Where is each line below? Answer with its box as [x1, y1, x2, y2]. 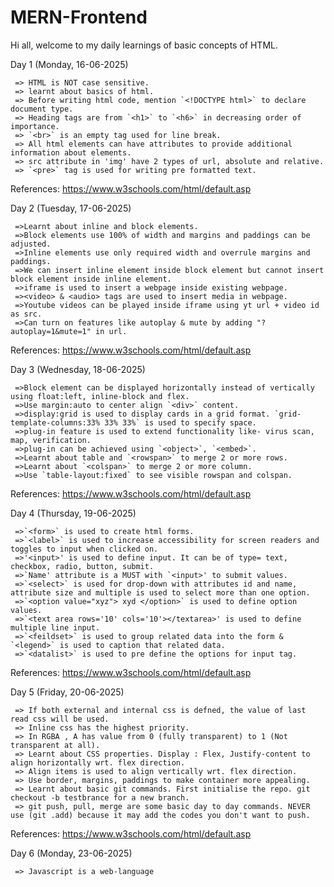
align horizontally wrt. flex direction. [10, 757, 186, 768]
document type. [10, 104, 74, 114]
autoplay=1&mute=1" [10, 326, 92, 336]
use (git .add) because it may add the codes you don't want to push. [10, 810, 311, 820]
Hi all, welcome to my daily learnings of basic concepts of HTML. [10, 39, 278, 51]
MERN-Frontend [10, 6, 148, 29]
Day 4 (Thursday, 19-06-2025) [10, 507, 137, 519]
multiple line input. [10, 622, 101, 633]
